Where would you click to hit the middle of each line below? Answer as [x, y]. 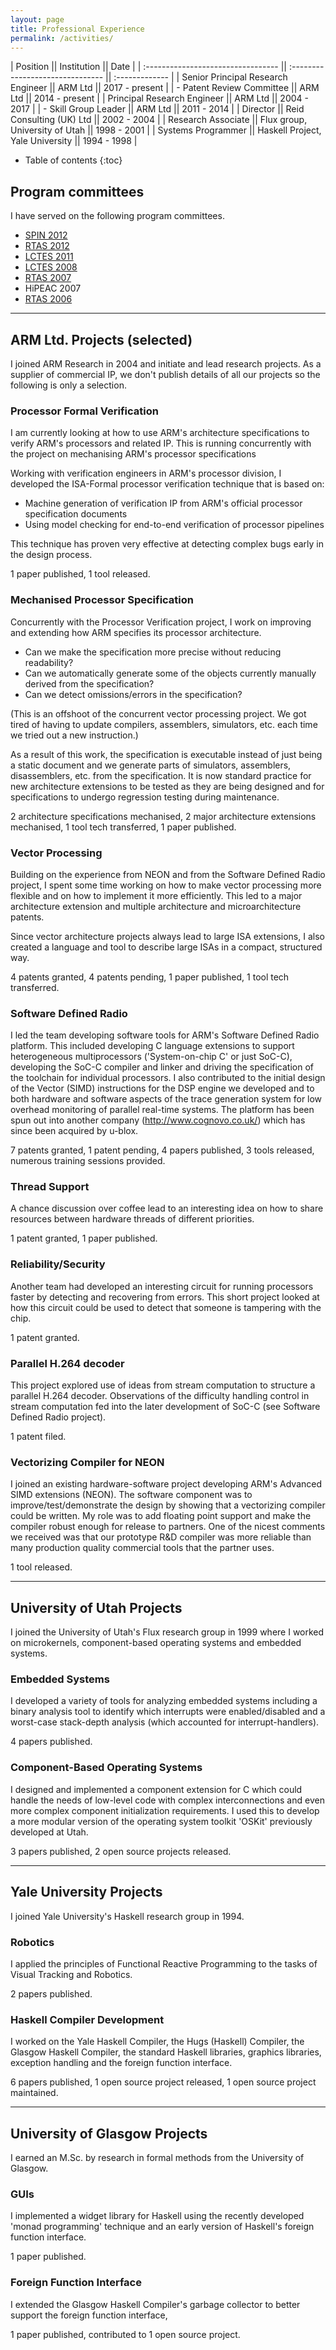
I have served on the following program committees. [117, 216]
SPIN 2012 [46, 235]
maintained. [34, 2093]
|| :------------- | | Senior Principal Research [196, 77]
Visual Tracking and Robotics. [71, 1974]
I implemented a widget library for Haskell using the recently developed [157, 2216]
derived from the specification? [89, 683]
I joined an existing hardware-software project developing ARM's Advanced [166, 1484]
